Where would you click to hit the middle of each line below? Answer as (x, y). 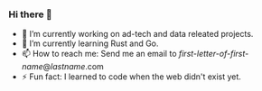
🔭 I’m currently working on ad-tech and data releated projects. (137, 34)
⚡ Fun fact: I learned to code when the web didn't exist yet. (131, 77)
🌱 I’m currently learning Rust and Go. (90, 43)
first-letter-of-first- (214, 54)
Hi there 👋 (31, 14)
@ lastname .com (74, 67)
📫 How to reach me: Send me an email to (99, 54)
